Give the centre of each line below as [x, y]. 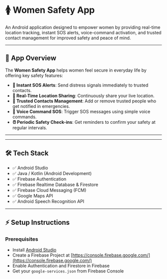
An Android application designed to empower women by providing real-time [83, 27]
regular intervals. [30, 127]
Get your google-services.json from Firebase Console [68, 271]
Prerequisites [22, 239]
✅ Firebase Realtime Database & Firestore [55, 185]
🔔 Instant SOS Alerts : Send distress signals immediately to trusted [80, 85]
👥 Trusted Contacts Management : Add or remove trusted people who [84, 101]
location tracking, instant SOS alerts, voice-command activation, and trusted [83, 32]
